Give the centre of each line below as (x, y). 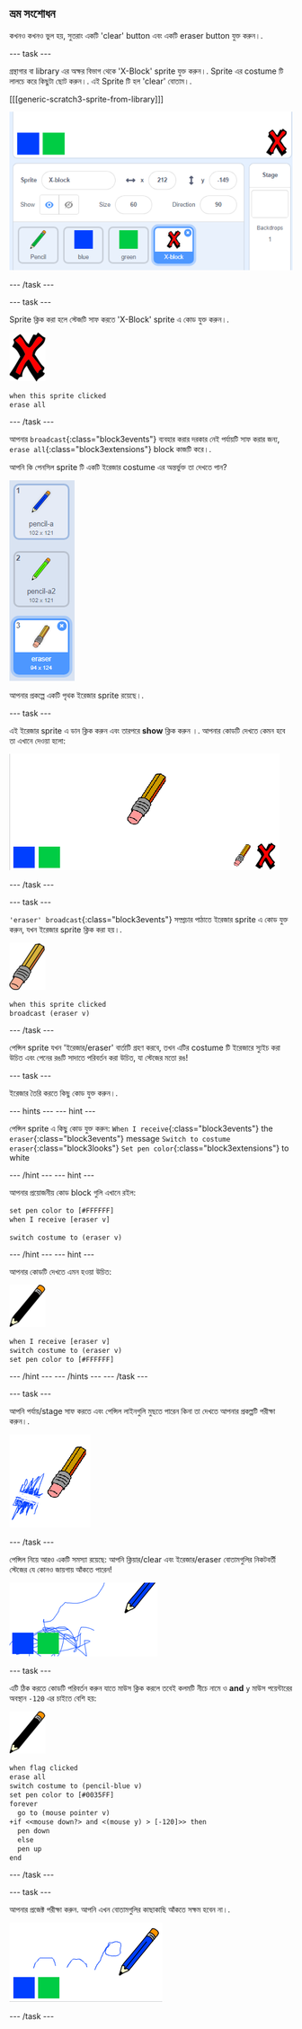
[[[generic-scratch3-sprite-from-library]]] (87, 99)
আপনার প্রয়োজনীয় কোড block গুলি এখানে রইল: (73, 1192)
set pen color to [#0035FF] (62, 1795)
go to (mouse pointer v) (64, 1813)
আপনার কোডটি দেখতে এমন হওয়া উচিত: (61, 1271)
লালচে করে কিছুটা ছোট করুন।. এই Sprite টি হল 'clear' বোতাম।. (101, 81)
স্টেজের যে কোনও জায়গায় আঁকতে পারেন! (61, 1569)
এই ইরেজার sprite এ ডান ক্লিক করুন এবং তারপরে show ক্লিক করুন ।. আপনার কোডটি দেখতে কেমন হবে (147, 730)
